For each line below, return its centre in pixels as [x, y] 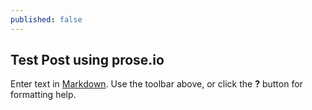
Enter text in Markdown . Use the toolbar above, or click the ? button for [156, 84]
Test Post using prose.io [87, 60]
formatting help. [43, 95]
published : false [46, 19]
